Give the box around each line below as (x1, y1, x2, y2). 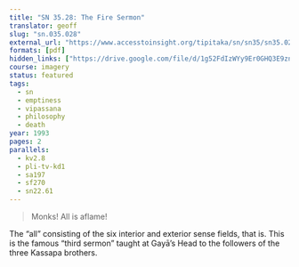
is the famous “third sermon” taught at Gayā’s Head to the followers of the (9, 238, 280, 248)
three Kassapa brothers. (9, 247, 98, 258)
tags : (9, 79, 29, 88)
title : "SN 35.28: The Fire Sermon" (9, 12, 145, 22)
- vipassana (17, 104, 62, 113)
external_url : (9, 37, 62, 47)
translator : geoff (9, 21, 77, 30)
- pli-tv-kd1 (17, 162, 66, 171)
